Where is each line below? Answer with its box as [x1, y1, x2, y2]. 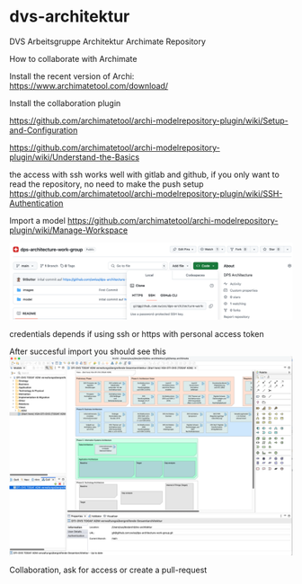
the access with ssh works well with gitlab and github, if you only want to [9, 169, 280, 180]
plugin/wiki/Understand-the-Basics [9, 151, 140, 163]
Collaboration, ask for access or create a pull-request [9, 564, 208, 575]
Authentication [9, 198, 64, 208]
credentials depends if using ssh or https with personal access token [9, 329, 264, 340]
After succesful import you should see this [9, 346, 166, 357]
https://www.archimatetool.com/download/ [9, 80, 169, 91]
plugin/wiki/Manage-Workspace [9, 225, 129, 235]
